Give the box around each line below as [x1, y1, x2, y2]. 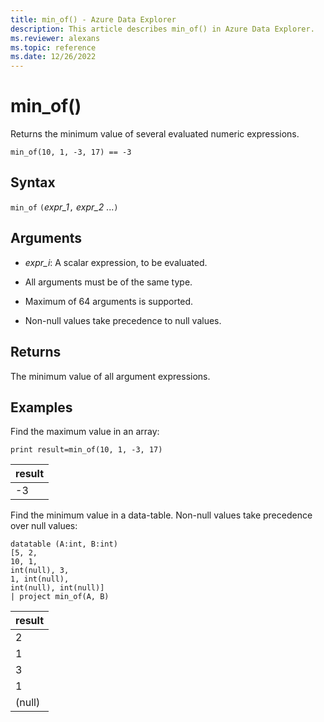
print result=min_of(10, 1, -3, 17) [10, 445, 163, 455]
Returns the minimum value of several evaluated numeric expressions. [10, 128, 300, 140]
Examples [10, 399, 73, 416]
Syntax [10, 174, 56, 191]
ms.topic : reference [10, 42, 97, 53]
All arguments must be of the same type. [24, 276, 193, 288]
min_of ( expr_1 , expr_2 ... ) [10, 201, 119, 213]
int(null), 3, [10, 566, 70, 576]
